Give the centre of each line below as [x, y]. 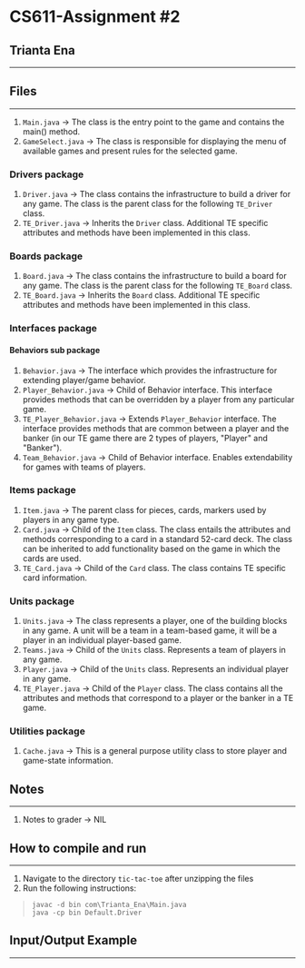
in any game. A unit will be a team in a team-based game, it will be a [150, 631]
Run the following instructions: [79, 888]
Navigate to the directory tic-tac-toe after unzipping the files [138, 879]
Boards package [46, 256]
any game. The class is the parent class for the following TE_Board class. [157, 286]
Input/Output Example [74, 940]
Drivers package [47, 174]
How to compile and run [78, 848]
